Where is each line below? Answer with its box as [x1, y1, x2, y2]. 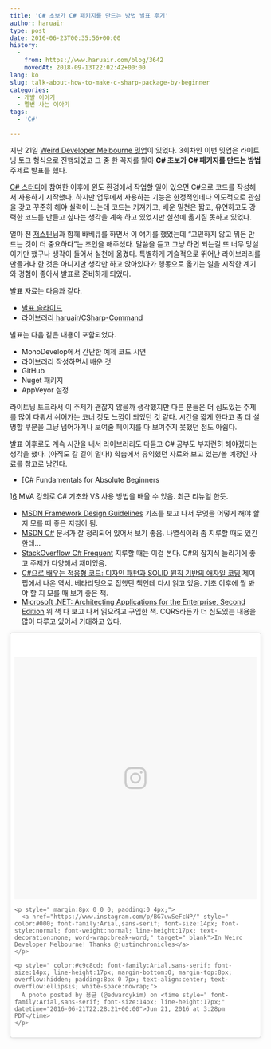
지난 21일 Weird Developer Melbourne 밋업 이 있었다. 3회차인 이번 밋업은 [10, 145, 239, 155]
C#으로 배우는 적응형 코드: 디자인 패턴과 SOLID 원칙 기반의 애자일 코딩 [21, 568, 241, 578]
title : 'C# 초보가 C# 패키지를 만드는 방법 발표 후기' [10, 11, 169, 20]
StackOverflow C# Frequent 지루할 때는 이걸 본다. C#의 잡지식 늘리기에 [21, 548, 248, 558]
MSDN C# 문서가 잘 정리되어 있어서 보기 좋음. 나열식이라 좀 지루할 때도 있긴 [21, 528, 258, 538]
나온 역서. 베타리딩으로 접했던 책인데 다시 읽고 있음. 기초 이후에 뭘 [42, 578, 247, 587]
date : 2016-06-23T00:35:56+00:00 [10, 34, 121, 42]
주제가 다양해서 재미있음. [29, 558, 108, 567]
